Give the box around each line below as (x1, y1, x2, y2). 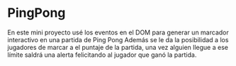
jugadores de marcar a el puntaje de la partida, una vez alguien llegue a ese (7, 43, 229, 51)
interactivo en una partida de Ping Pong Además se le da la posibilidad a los (7, 35, 229, 44)
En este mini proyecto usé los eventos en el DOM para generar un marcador (7, 28, 229, 37)
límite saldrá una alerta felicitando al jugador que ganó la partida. (7, 51, 197, 59)
